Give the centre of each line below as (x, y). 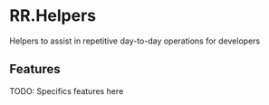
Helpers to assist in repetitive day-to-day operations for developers (135, 41)
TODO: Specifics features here (67, 91)
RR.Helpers (53, 16)
